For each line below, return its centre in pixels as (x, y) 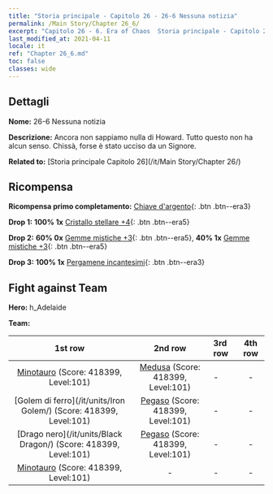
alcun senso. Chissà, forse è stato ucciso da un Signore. (102, 145)
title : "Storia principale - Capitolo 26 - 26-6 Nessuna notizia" (123, 16)
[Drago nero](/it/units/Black (69, 434)
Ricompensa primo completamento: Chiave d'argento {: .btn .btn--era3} (130, 206)
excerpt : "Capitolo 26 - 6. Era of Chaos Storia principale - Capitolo (134, 31)
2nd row (170, 349)
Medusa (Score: (170, 367)
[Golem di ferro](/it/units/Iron (70, 401)
